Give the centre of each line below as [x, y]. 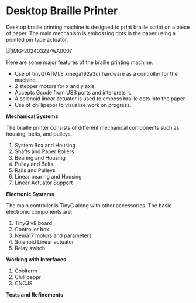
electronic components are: [39, 211]
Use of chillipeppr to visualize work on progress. [73, 105]
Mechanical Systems [32, 116]
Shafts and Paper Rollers [44, 151]
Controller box [32, 229]
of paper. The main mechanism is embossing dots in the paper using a [91, 33]
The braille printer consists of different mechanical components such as [93, 127]
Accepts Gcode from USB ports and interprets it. [73, 92]
